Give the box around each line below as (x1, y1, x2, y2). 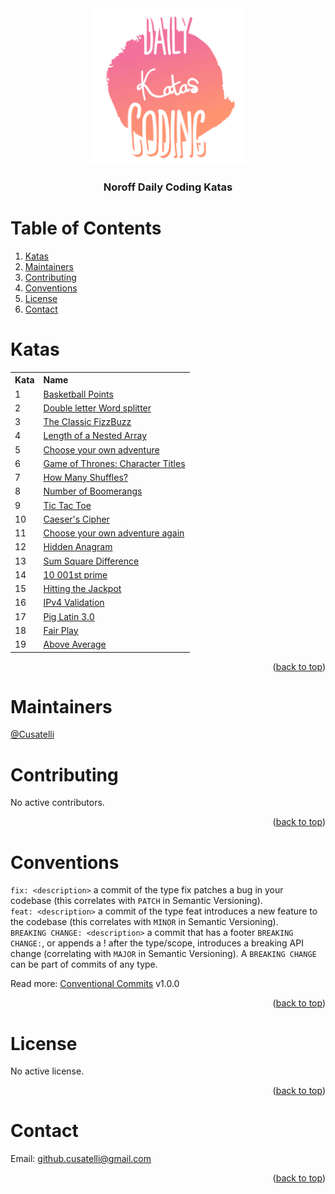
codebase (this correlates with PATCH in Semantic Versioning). (10, 895, 263, 907)
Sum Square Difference (43, 555, 140, 567)
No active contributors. (10, 797, 105, 809)
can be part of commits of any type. (10, 958, 158, 971)
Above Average (43, 638, 107, 651)
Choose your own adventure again (43, 527, 185, 539)
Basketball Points (43, 388, 114, 400)
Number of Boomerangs (43, 485, 143, 497)
